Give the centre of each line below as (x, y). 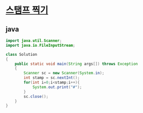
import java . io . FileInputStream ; (40, 45)
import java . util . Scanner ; (34, 41)
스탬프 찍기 (27, 10)
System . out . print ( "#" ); (57, 87)
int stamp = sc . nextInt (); (52, 78)
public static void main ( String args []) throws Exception (76, 64)
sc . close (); (36, 96)
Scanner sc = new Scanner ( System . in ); (64, 73)
